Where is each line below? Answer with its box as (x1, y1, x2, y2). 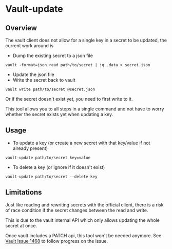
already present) (12, 145, 48, 151)
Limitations (5, 188, 42, 197)
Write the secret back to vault (12, 77, 75, 83)
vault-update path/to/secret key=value (5, 155, 91, 160)
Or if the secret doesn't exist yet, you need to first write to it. (5, 96, 133, 102)
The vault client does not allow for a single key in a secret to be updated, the (5, 37, 167, 43)
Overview (5, 24, 37, 32)
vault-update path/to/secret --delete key (5, 174, 98, 179)
